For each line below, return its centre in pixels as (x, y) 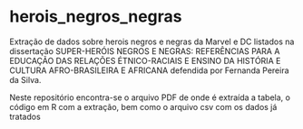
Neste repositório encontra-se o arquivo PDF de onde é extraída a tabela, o (150, 97)
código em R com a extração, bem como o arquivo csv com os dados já (143, 106)
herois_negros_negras (96, 17)
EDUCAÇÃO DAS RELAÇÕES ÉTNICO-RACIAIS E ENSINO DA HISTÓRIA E (145, 60)
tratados (25, 116)
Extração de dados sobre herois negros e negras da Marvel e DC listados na (152, 41)
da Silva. (25, 79)
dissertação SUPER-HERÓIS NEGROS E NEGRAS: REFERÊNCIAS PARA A (145, 51)
